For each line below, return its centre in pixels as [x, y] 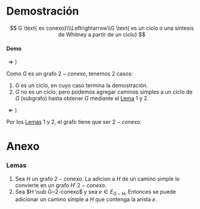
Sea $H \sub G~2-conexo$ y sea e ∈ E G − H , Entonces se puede [95, 192]
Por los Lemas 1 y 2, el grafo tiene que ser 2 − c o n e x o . [74, 122]
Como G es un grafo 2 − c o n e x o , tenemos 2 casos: [70, 74]
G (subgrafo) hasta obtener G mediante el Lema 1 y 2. [82, 98]
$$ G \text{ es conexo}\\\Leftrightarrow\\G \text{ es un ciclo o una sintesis [102, 28]
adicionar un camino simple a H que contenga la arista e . [86, 199]
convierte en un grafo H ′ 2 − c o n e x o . [61, 185]
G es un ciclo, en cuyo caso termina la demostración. [82, 86]
